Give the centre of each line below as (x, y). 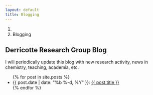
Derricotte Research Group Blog (56, 50)
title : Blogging (22, 15)
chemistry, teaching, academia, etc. (42, 67)
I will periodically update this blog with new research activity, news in (77, 62)
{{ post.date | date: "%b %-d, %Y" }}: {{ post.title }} (66, 82)
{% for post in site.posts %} (41, 77)
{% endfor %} (27, 88)
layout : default (22, 10)
